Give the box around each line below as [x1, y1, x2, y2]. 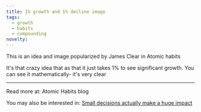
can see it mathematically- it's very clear [6, 71, 106, 77]
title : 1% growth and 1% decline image [6, 8, 106, 15]
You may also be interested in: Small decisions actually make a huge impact [6, 99, 193, 106]
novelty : [6, 36, 28, 42]
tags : [6, 14, 20, 20]
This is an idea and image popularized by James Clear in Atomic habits [6, 53, 181, 60]
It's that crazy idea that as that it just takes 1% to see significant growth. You [6, 64, 194, 71]
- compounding [11, 31, 47, 37]
